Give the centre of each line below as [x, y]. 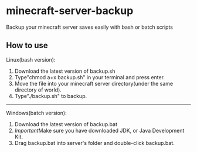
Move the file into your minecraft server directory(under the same [94, 83]
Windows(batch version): [36, 113]
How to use [27, 45]
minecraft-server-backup [70, 11]
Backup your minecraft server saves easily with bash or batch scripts [89, 27]
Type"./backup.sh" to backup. [50, 96]
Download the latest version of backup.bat [66, 124]
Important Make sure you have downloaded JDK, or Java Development [99, 130]
